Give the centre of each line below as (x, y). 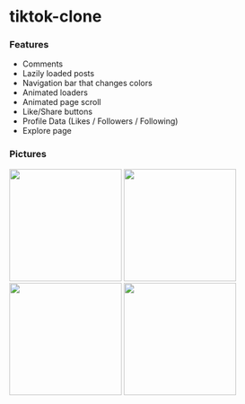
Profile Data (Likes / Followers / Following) (100, 121)
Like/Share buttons (57, 112)
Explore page (47, 131)
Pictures (28, 154)
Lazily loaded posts (58, 74)
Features (29, 45)
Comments (43, 64)
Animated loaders (55, 92)
